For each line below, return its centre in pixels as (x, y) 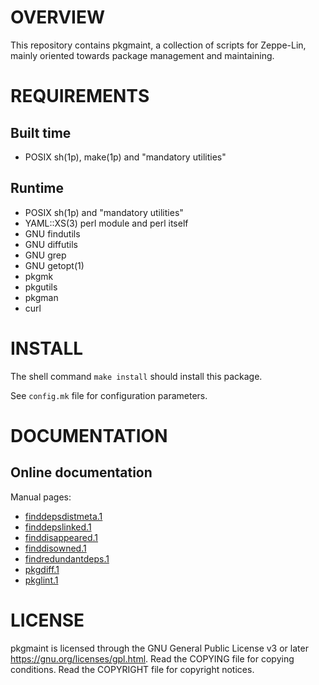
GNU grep (45, 255)
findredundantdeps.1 (67, 558)
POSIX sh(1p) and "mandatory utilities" (104, 212)
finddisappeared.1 (61, 537)
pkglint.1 (41, 580)
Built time (41, 132)
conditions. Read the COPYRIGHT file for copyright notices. (132, 669)
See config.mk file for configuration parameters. (109, 395)
